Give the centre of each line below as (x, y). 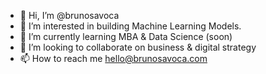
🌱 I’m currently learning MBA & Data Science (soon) (126, 36)
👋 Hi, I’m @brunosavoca (69, 15)
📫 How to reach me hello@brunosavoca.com (113, 58)
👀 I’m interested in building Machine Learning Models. (130, 26)
